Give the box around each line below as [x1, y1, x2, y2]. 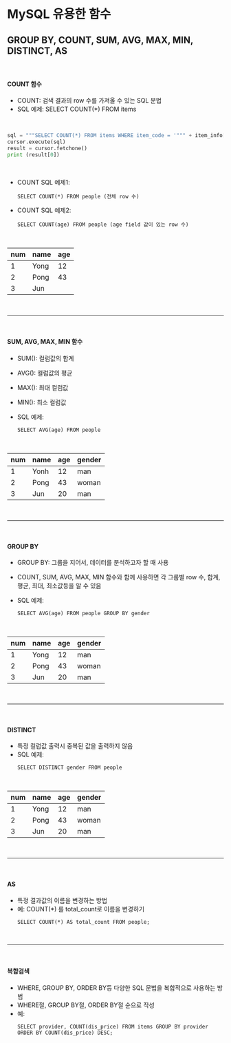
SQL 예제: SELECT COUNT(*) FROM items [16, 105, 137, 114]
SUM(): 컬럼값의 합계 [16, 354, 74, 362]
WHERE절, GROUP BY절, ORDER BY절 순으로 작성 [16, 1000, 155, 1009]
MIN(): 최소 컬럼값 [16, 397, 67, 406]
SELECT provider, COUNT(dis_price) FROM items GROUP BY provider [16, 1023, 208, 1030]
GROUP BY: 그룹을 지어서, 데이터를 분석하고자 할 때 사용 [16, 559, 169, 567]
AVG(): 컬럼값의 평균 [16, 369, 73, 377]
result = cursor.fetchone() [7, 145, 88, 152]
